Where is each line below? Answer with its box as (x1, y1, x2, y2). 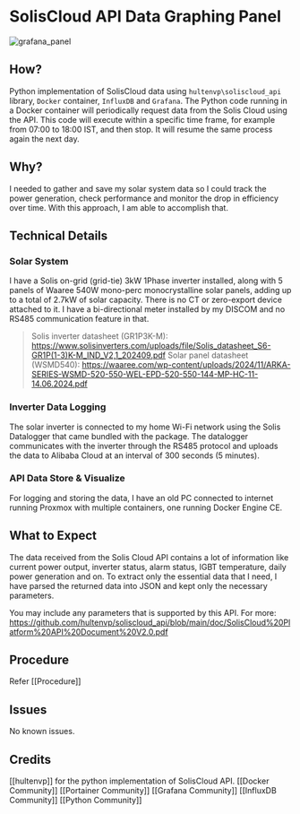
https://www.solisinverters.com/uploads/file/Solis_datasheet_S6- (30, 341, 271, 351)
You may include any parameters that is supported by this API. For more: (9, 607, 277, 618)
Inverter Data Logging (9, 401, 107, 413)
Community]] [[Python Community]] (9, 795, 142, 806)
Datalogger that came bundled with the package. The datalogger (9, 430, 249, 441)
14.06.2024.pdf (30, 378, 88, 389)
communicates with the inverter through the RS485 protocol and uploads (9, 440, 279, 451)
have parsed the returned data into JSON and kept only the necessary (9, 580, 269, 591)
